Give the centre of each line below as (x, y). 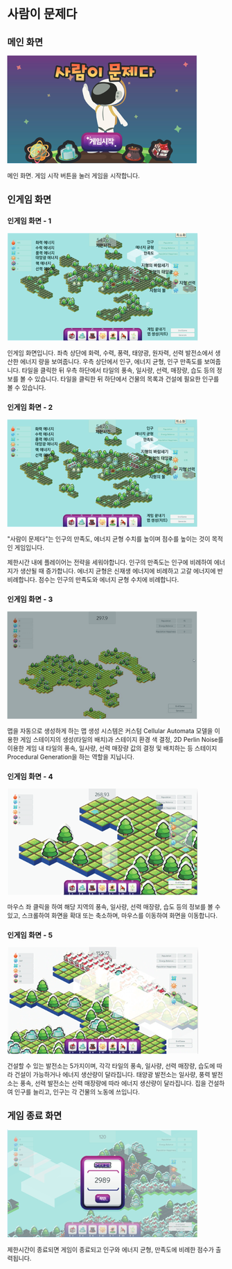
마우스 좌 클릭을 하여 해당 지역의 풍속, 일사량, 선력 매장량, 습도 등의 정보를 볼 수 (114, 906)
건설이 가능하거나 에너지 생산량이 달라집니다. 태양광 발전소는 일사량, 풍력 (112, 1074)
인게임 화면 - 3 (30, 599)
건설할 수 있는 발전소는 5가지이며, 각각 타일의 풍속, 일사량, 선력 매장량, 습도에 (111, 1066)
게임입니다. (29, 547)
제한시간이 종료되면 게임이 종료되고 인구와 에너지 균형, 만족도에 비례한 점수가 (111, 1250)
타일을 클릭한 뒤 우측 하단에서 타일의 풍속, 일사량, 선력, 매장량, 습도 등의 (118, 370)
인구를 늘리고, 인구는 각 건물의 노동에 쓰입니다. (77, 1091)
